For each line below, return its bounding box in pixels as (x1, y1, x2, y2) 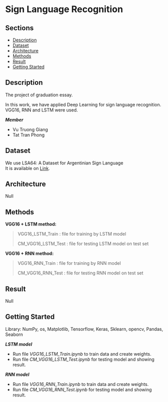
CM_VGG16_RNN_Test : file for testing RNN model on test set (17, 270, 144, 276)
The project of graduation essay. (5, 92, 73, 98)
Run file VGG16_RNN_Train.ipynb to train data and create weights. (12, 381, 149, 387)
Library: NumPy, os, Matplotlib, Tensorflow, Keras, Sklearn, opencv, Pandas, (5, 326, 163, 332)
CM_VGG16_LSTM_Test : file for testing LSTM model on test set (17, 241, 149, 247)
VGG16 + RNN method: (5, 251, 54, 257)
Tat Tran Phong (12, 132, 45, 138)
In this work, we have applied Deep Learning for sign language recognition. (5, 101, 161, 107)
